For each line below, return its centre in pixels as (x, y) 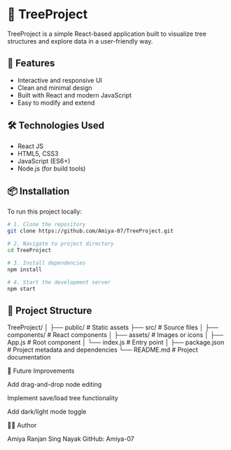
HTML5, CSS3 (38, 153)
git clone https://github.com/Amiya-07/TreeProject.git (90, 231)
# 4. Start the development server (59, 282)
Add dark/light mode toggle (47, 412)
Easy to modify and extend (56, 102)
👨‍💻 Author (22, 425)
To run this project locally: (45, 212)
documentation (29, 357)
